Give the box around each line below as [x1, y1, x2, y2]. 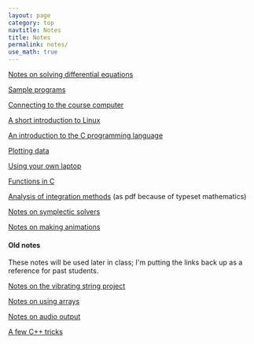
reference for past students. [8, 266, 99, 276]
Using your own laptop [8, 161, 82, 170]
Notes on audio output [8, 312, 81, 321]
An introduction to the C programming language [8, 131, 164, 140]
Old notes [8, 240, 41, 250]
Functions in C [8, 176, 55, 186]
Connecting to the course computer [8, 100, 124, 109]
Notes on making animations [8, 222, 101, 231]
